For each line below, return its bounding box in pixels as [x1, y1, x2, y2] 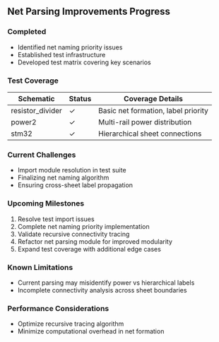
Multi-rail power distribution [98, 117, 192, 126]
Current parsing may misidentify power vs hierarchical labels [17, 278, 195, 287]
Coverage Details [123, 93, 184, 103]
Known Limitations [7, 262, 73, 272]
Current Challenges [7, 150, 76, 160]
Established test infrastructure [17, 50, 106, 59]
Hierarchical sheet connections [98, 129, 202, 138]
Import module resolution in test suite [17, 166, 126, 175]
